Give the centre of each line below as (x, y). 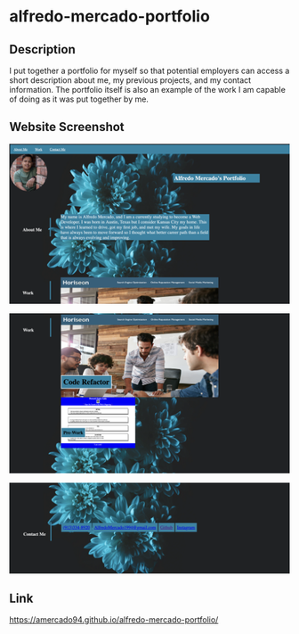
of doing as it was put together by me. (79, 99)
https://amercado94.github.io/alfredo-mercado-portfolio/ (114, 620)
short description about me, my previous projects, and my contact (130, 80)
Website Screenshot (67, 127)
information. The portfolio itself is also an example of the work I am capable (148, 90)
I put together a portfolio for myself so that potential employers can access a (149, 70)
